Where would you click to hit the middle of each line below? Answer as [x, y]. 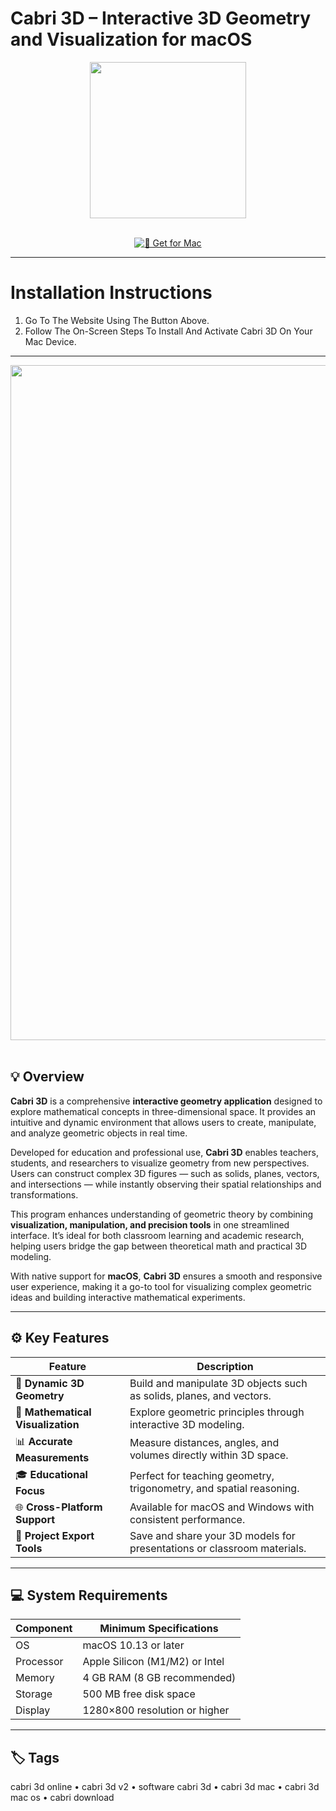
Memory [35, 1678]
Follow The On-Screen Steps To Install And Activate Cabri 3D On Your [168, 331]
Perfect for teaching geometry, [202, 1475]
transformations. [44, 1194]
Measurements [52, 1457]
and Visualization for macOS [131, 39]
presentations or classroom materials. [218, 1548]
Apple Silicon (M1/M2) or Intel [153, 1662]
